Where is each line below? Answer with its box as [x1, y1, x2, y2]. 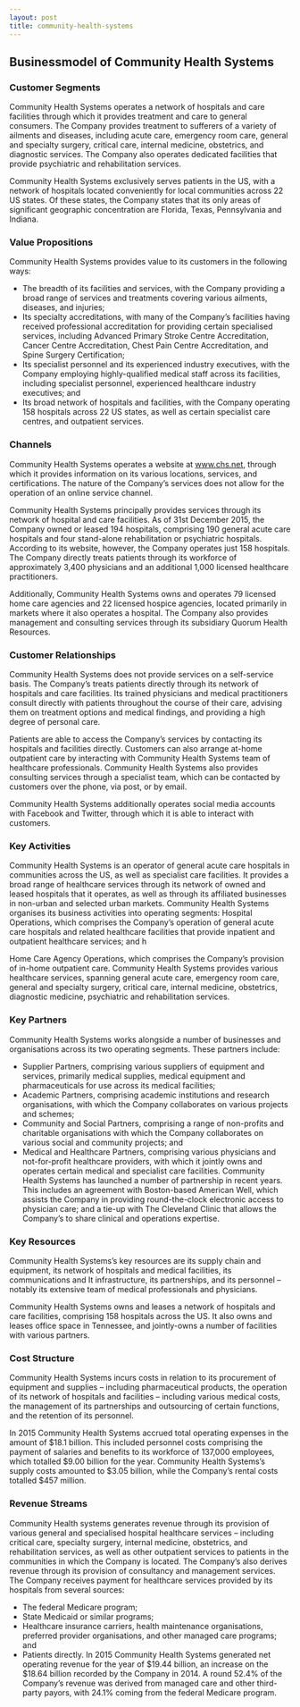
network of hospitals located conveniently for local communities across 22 [9, 185, 284, 197]
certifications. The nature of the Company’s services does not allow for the [9, 477, 285, 488]
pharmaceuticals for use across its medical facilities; [21, 1080, 216, 1090]
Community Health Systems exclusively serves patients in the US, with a [9, 176, 276, 187]
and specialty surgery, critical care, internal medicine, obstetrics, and [9, 139, 264, 150]
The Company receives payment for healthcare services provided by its [9, 1575, 273, 1585]
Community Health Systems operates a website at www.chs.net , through [9, 458, 277, 469]
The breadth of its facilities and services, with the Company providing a [21, 283, 286, 294]
